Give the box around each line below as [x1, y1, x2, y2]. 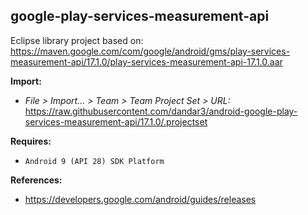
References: [10, 174, 63, 186]
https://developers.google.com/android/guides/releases [24, 193, 257, 205]
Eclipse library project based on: [10, 34, 144, 46]
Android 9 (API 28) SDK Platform [24, 156, 165, 166]
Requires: [10, 135, 52, 147]
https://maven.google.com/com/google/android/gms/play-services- [10, 45, 291, 57]
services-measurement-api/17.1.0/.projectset [24, 115, 208, 128]
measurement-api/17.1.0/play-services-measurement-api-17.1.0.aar [10, 55, 283, 68]
